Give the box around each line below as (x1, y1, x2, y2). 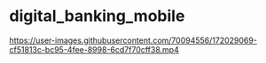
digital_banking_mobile (9, 6, 185, 26)
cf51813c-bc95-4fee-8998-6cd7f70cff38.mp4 (9, 44, 179, 54)
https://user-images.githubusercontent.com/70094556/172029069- (9, 35, 257, 45)
